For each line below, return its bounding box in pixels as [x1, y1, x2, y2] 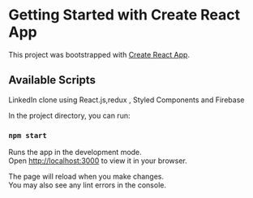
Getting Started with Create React [8, 6, 241, 24]
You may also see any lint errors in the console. [8, 180, 166, 190]
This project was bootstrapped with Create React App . [8, 49, 191, 59]
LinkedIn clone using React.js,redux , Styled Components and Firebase [8, 95, 245, 105]
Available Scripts [8, 73, 96, 87]
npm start [8, 131, 47, 140]
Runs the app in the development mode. [8, 148, 142, 157]
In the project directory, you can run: [8, 110, 131, 120]
